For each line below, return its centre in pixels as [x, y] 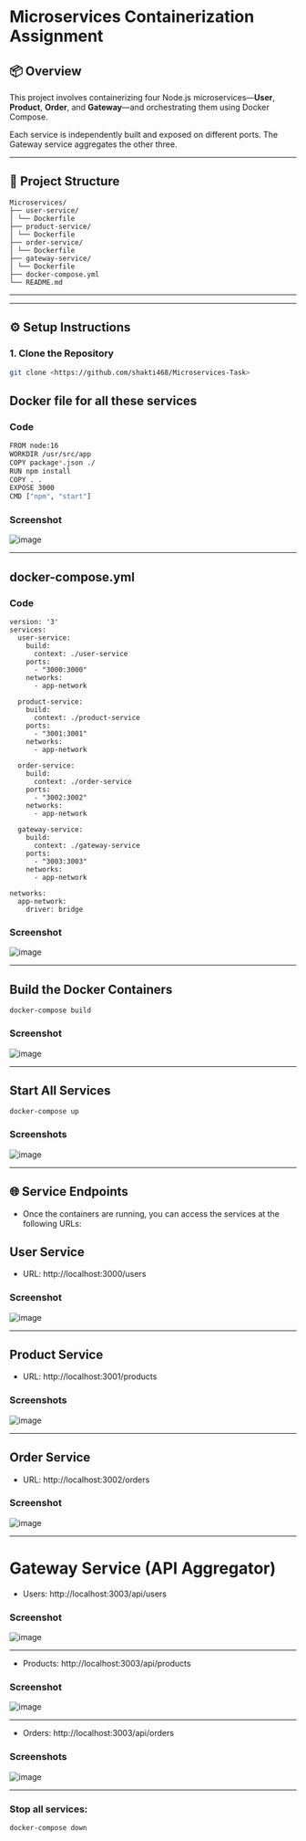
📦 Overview [46, 71]
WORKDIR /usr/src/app [51, 454]
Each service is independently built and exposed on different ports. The [144, 135]
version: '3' [34, 622]
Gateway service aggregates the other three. [93, 144]
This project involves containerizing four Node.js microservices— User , [143, 97]
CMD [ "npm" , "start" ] [51, 497]
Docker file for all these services [103, 400]
